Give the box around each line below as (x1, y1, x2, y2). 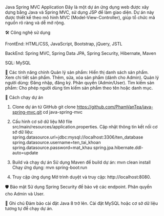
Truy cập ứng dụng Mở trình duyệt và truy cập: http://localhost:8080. (12, 174, 151, 180)
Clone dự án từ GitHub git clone (12, 104, 76, 110)
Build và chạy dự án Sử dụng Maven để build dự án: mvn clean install (12, 159, 151, 165)
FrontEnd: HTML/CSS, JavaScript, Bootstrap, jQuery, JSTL (5, 41, 123, 47)
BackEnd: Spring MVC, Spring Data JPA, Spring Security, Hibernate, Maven (5, 50, 156, 56)
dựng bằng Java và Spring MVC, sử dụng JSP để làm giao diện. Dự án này (5, 9, 155, 15)
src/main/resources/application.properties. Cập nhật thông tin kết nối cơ (12, 124, 158, 129)
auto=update (12, 150, 38, 156)
